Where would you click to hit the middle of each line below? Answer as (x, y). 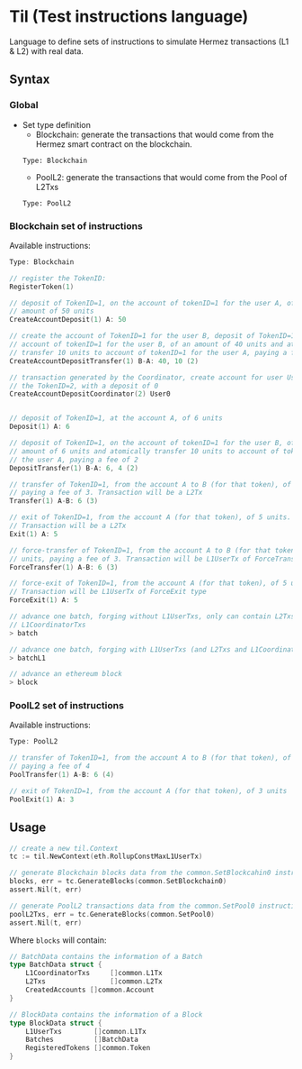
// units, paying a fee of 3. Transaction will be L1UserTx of (130, 559)
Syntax (30, 80)
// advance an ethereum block (66, 674)
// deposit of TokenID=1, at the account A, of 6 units (116, 418)
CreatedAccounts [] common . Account (90, 990)
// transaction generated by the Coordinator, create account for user (146, 377)
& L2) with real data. (46, 50)
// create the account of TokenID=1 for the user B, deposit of (132, 336)
